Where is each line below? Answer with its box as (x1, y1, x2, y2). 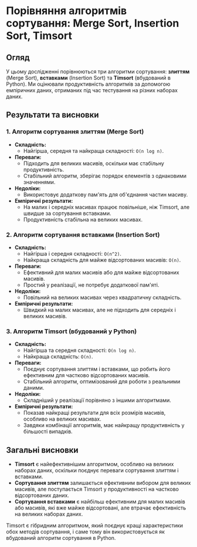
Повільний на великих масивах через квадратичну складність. (23, 294, 182, 301)
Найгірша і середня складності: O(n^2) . (23, 250, 122, 257)
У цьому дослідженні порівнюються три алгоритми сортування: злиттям (6, 68, 190, 75)
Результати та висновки (6, 110, 99, 120)
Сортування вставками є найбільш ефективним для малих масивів (14, 498, 186, 505)
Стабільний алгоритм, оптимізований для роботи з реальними (23, 378, 181, 385)
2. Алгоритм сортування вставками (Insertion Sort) (6, 230, 160, 239)
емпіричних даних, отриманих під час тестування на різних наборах (6, 87, 178, 93)
